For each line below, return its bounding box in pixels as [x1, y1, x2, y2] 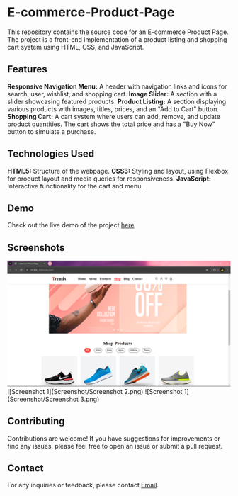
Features [7, 63, 47, 75]
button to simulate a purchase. [7, 127, 96, 135]
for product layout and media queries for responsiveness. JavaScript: [7, 174, 211, 183]
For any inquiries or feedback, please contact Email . [7, 481, 159, 490]
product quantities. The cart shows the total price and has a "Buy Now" [7, 120, 216, 128]
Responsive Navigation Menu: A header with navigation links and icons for [7, 82, 227, 91]
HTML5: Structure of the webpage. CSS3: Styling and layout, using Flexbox [7, 167, 229, 175]
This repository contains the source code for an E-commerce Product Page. [7, 28, 229, 36]
